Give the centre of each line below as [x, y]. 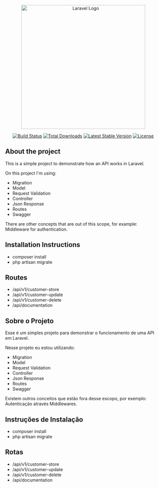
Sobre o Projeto [29, 321]
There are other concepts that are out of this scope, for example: [71, 224]
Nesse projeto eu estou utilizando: [40, 348]
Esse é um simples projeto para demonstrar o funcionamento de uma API [80, 333]
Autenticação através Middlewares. [41, 404]
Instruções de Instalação [44, 419]
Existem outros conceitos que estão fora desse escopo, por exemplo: [76, 399]
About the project [33, 152]
